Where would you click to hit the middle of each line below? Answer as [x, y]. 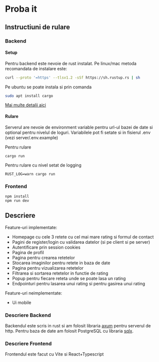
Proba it [21, 9]
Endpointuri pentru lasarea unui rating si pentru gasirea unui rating [79, 283]
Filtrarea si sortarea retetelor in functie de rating [60, 273]
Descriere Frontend [28, 343]
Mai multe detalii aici [26, 105]
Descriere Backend [28, 315]
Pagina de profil [28, 252]
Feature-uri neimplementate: [34, 293]
